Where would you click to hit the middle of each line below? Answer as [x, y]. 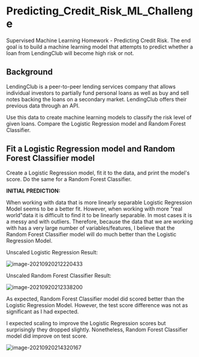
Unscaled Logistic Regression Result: [52, 252]
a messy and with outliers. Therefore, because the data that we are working [99, 221]
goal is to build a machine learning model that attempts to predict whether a [100, 47]
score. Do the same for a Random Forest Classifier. [69, 179]
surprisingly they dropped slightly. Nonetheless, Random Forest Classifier [97, 329]
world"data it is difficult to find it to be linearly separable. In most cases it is [99, 215]
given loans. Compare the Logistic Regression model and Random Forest [96, 124]
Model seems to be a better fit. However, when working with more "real [94, 209]
